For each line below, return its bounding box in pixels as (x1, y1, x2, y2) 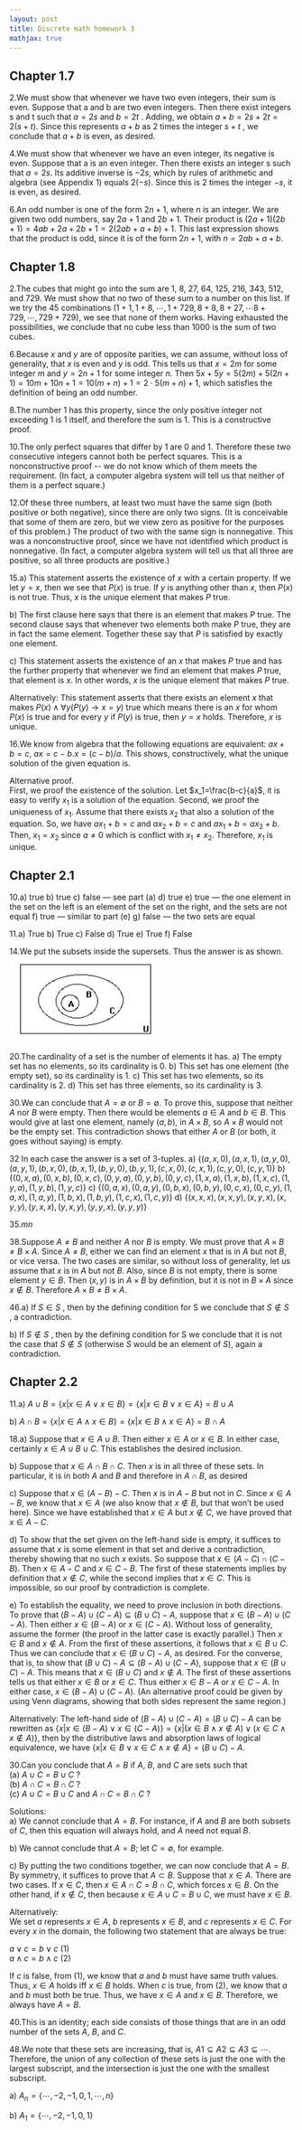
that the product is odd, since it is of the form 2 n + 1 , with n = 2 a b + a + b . (9, 233, 284, 244)
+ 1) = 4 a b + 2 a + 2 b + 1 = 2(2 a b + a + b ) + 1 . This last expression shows (9, 223, 279, 234)
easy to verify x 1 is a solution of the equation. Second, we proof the (9, 795, 260, 807)
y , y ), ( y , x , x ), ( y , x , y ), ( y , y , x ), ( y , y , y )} (9, 1202, 147, 1211)
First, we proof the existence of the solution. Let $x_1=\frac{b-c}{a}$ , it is (9, 785, 281, 796)
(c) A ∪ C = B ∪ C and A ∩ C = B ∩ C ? (9, 1788, 151, 1799)
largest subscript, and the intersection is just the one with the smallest (9, 2062, 270, 2074)
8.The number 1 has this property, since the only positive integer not (9, 405, 262, 415)
